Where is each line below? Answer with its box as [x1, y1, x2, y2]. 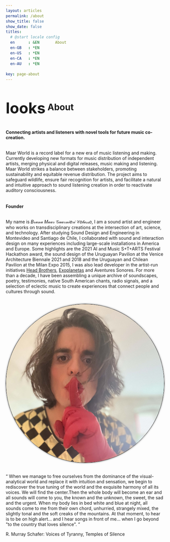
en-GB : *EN [10, 45, 40, 50]
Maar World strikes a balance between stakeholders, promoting [6, 166, 137, 172]
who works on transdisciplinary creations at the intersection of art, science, [6, 224, 162, 231]
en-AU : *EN [10, 61, 40, 66]
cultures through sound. [6, 289, 56, 295]
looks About [6, 99, 74, 118]
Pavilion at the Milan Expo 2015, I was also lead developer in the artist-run [6, 262, 158, 268]
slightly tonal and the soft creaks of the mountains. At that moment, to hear [6, 511, 160, 517]
